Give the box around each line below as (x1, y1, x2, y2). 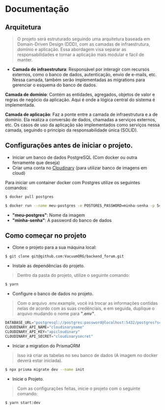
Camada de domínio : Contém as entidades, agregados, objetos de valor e (5, 92, 155, 97)
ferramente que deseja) (12, 160, 60, 165)
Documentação (5, 3, 69, 15)
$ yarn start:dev (5, 400, 41, 405)
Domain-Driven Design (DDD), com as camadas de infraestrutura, (17, 41, 150, 47)
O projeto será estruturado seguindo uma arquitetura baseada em (17, 36, 150, 42)
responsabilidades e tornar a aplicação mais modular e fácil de (17, 52, 144, 57)
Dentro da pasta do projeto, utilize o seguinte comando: (17, 273, 130, 278)
